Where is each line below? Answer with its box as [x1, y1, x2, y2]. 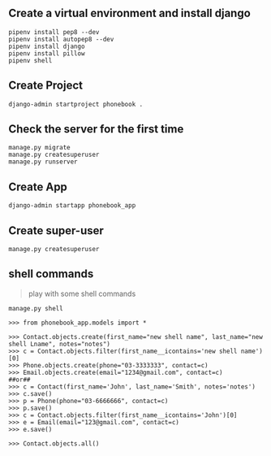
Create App [8, 180, 67, 193]
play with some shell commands [28, 289, 136, 298]
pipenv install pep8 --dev [8, 28, 100, 36]
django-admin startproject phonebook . [8, 100, 144, 108]
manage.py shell [8, 304, 63, 312]
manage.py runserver [8, 158, 79, 166]
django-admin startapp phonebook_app [8, 202, 136, 210]
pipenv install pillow [8, 49, 85, 58]
